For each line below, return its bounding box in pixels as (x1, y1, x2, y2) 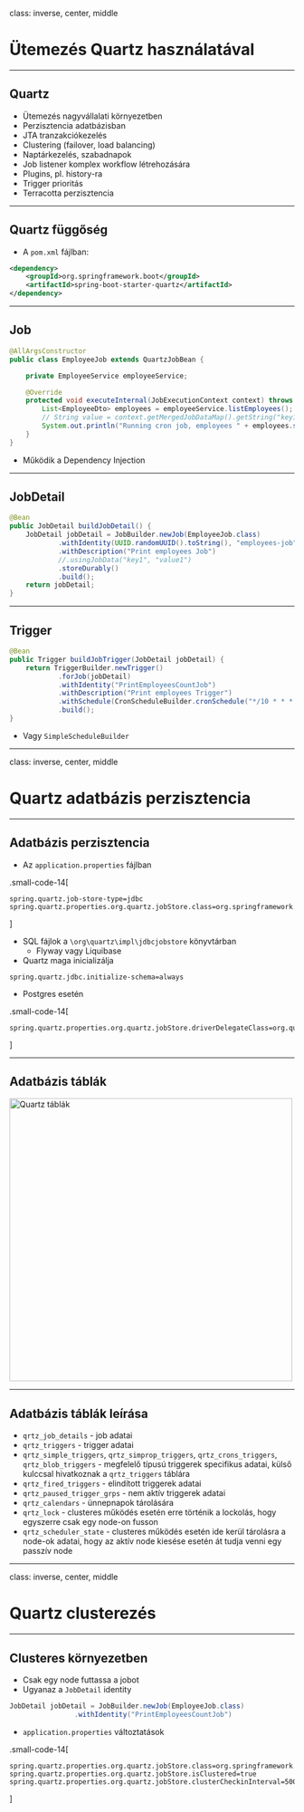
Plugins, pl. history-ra (22, 168, 103, 179)
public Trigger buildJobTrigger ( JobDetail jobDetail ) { (9, 655, 224, 664)
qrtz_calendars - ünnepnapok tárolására (22, 1498, 175, 1509)
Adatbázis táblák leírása (9, 1405, 149, 1421)
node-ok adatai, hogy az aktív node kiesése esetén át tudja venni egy (22, 1536, 282, 1547)
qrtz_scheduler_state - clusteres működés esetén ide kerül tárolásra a (22, 1526, 287, 1538)
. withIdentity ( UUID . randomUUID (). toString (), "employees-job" (57, 539, 298, 548)
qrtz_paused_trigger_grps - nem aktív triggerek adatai (22, 1488, 226, 1499)
